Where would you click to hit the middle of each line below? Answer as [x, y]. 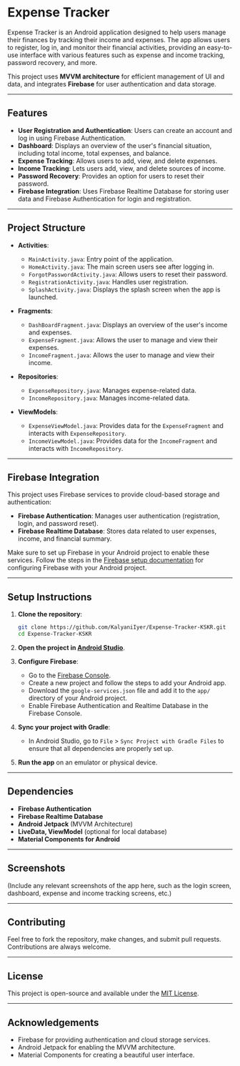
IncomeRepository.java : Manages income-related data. [109, 398]
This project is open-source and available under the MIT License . [103, 993]
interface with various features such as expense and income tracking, [122, 55]
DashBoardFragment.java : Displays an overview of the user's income [128, 324]
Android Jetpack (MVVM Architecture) [75, 824]
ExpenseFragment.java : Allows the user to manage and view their [123, 339]
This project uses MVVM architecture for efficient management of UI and [116, 76]
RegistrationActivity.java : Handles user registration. [108, 282]
